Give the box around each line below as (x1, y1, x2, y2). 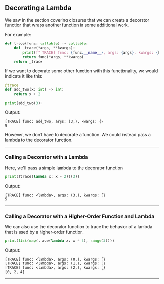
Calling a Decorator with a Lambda (5, 153, 88, 160)
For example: (5, 31, 32, 37)
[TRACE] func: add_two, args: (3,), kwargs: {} (5, 119, 104, 124)
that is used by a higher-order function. (5, 229, 84, 235)
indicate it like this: (5, 73, 42, 79)
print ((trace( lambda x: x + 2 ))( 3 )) (5, 174, 80, 179)
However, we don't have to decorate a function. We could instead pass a (5, 131, 151, 137)
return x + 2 (14, 91, 41, 97)
